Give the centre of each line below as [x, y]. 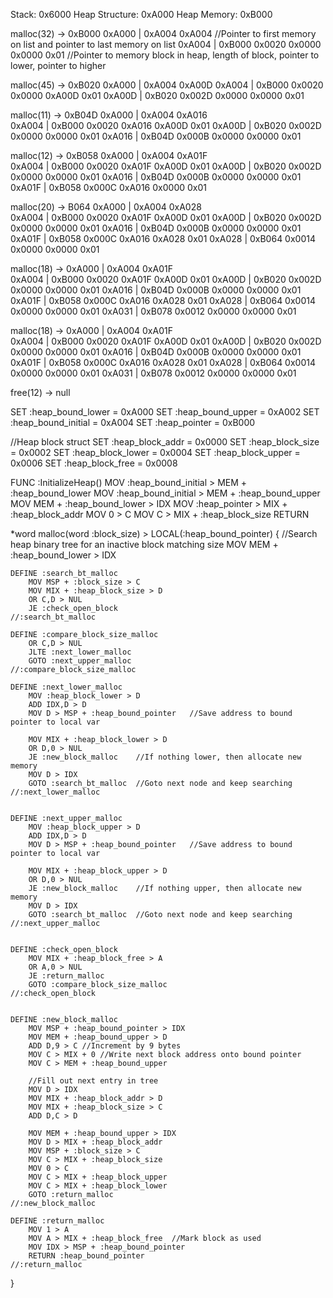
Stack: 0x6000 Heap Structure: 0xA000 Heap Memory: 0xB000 [141, 14]
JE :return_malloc [66, 976]
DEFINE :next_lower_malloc [66, 687]
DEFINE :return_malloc [57, 1221]
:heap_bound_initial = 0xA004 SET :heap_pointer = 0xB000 [133, 422]
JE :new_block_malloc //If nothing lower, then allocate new [165, 757]
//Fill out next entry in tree [93, 1081]
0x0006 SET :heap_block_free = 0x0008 [94, 463]
